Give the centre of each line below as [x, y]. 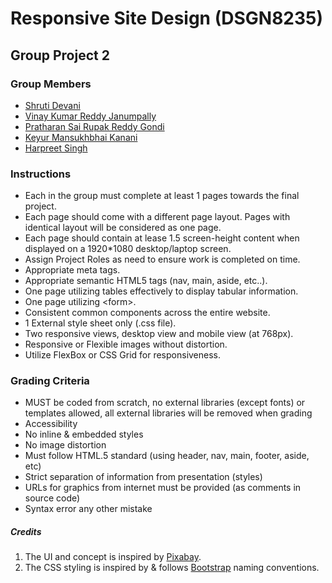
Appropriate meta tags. [72, 270]
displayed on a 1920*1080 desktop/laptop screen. [128, 249]
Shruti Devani [52, 105]
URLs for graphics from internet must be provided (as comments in [163, 488]
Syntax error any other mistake [88, 509]
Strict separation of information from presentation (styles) [143, 477]
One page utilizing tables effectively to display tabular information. [161, 291]
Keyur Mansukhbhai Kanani [81, 137]
